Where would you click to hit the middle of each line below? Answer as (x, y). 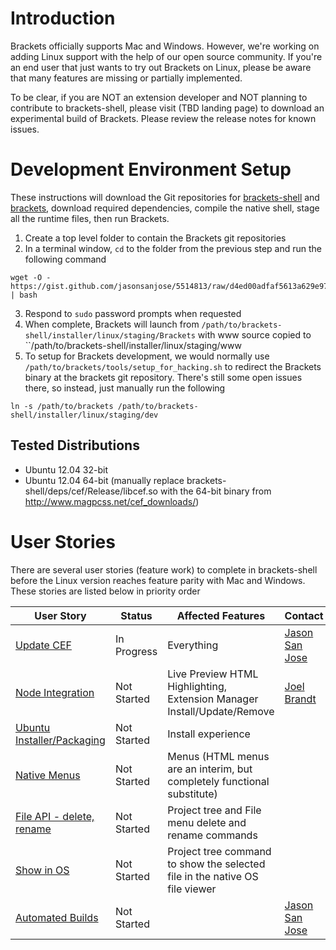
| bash (24, 295)
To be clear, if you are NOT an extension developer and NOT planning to (159, 97)
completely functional (218, 781)
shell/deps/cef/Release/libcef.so (91, 491)
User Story (60, 615)
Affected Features (221, 615)
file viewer (192, 889)
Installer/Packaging (60, 740)
